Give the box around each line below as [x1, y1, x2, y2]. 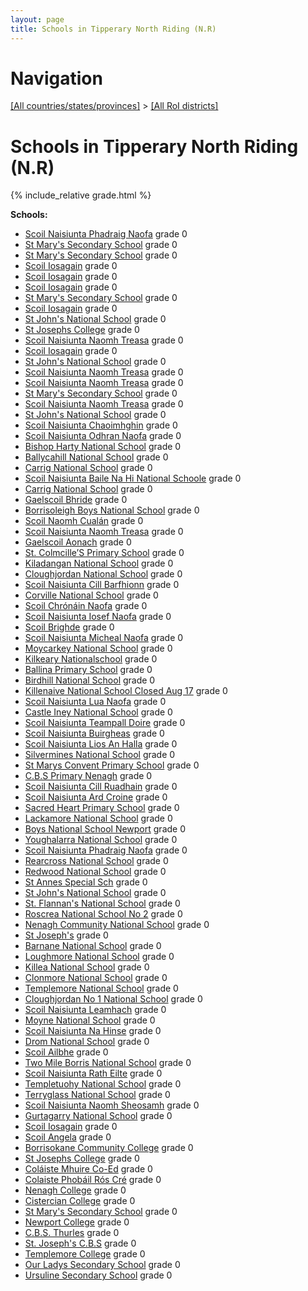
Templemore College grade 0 [24, 1248, 146, 1260]
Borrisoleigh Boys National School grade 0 [24, 504, 200, 516]
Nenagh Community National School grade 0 [24, 919, 210, 931]
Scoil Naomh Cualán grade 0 [24, 515, 144, 527]
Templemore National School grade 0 [24, 982, 179, 995]
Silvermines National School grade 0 [24, 749, 176, 761]
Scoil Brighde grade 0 [24, 621, 115, 633]
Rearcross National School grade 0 [24, 855, 169, 867]
